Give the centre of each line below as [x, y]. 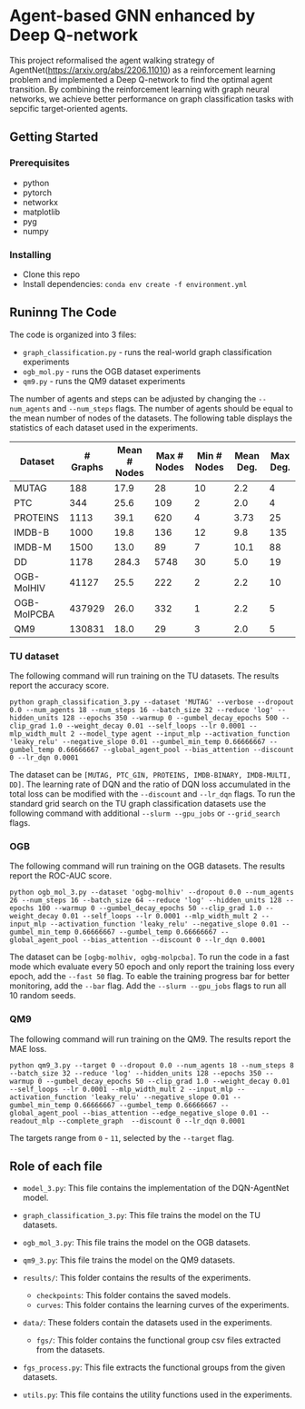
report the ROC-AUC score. [61, 876]
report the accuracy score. [59, 686]
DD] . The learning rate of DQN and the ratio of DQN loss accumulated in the [150, 784]
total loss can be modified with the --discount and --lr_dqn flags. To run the [152, 794]
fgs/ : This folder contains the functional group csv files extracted [158, 1340]
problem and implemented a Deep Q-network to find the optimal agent [141, 79]
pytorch [37, 193]
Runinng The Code [63, 313]
